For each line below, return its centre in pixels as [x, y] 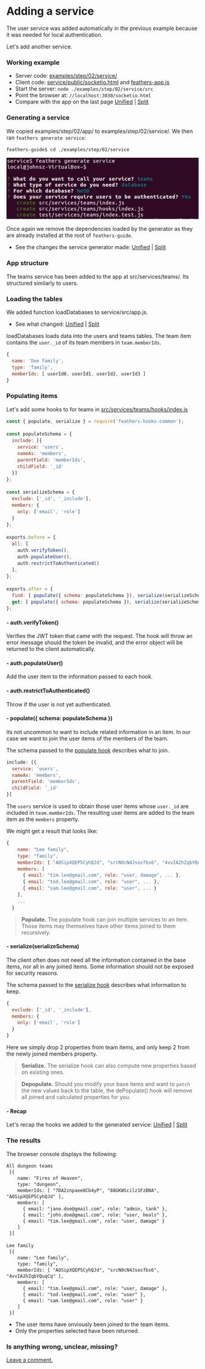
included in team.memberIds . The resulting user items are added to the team [100, 813]
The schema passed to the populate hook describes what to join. [88, 750]
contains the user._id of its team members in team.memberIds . [84, 343]
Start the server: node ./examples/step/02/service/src [84, 89]
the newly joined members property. [52, 1054]
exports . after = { [30, 589]
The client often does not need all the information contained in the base [96, 960]
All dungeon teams [30, 1166]
